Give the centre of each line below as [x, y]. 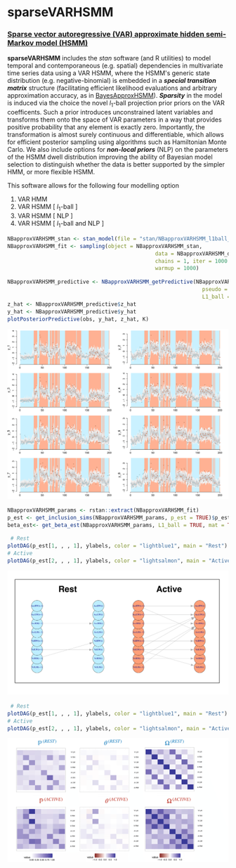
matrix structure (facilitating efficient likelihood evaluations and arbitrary [112, 88]
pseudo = [215, 290]
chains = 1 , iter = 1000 [191, 261]
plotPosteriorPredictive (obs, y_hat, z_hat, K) [78, 319]
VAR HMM [32, 199]
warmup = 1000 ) [177, 268]
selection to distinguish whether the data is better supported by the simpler [116, 164]
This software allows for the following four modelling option [93, 186]
